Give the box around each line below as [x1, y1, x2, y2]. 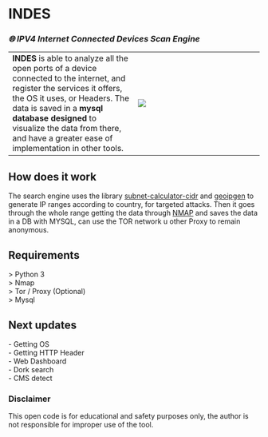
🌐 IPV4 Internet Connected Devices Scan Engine [8, 34, 201, 45]
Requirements [8, 248, 80, 262]
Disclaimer [8, 393, 51, 404]
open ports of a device [12, 63, 97, 74]
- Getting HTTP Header [8, 348, 85, 357]
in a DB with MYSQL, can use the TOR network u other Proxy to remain [8, 217, 241, 226]
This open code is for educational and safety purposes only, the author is [8, 411, 249, 421]
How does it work [8, 169, 97, 184]
